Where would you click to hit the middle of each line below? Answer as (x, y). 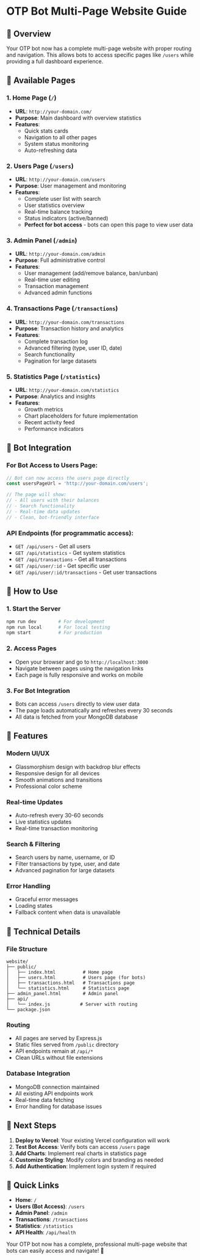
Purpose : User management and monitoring (70, 186)
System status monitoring (56, 143)
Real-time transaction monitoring (56, 828)
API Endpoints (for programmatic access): (70, 533)
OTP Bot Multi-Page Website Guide (97, 11)
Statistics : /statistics (44, 1226)
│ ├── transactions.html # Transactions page (71, 983)
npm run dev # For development (55, 621)
